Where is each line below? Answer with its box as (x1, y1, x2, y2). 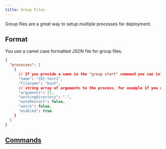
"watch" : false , (18, 104, 52, 109)
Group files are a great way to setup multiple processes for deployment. (5, 21, 152, 27)
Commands (5, 136, 42, 144)
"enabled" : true (18, 108, 52, 114)
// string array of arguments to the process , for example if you (18, 85, 158, 91)
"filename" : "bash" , (18, 81, 61, 86)
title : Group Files (5, 7, 45, 12)
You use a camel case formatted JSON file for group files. (5, 48, 123, 54)
